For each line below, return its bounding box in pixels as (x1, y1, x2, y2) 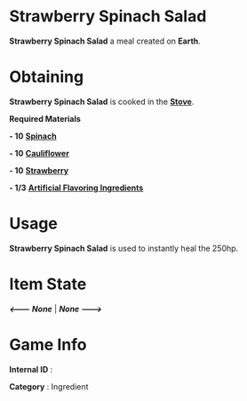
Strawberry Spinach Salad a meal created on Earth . (9, 36, 202, 46)
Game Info (9, 334, 87, 355)
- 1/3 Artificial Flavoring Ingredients (9, 182, 144, 193)
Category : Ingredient (9, 381, 89, 392)
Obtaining (9, 67, 84, 87)
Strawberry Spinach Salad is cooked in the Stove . (9, 96, 195, 107)
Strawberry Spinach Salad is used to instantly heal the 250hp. (9, 243, 239, 253)
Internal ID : (9, 364, 53, 374)
